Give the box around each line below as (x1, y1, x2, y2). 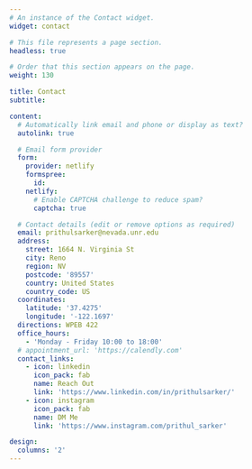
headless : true (9, 46, 67, 55)
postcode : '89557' (25, 270, 94, 280)
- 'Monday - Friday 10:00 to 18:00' (25, 337, 164, 346)
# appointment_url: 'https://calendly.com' (17, 345, 183, 354)
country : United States (25, 279, 115, 288)
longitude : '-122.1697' (25, 312, 115, 321)
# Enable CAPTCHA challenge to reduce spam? (32, 195, 203, 204)
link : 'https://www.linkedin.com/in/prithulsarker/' (32, 388, 236, 397)
